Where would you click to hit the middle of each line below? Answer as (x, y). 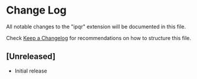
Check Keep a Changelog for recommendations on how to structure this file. (99, 38)
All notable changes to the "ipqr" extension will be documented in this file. (96, 27)
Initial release (31, 71)
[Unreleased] (31, 57)
